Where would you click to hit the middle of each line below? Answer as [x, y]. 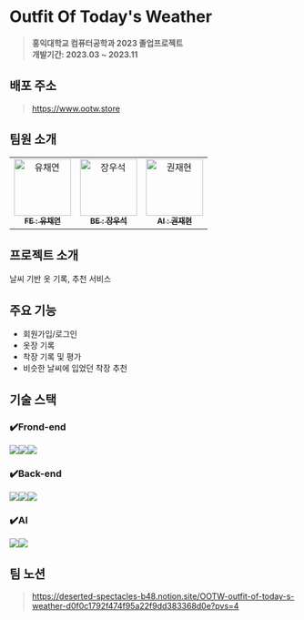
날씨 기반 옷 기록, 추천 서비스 [61, 279]
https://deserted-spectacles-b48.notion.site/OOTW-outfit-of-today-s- [163, 596]
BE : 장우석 [108, 221]
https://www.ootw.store [76, 108]
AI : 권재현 [175, 221]
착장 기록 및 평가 [52, 357]
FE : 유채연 [42, 221]
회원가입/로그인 [50, 334]
